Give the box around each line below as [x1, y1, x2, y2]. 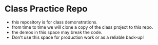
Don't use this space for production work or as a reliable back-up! [11, 34, 144, 40]
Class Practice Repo [4, 3, 88, 14]
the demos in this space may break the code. [11, 29, 102, 35]
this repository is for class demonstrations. [11, 19, 98, 25]
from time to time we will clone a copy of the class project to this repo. [11, 24, 153, 30]
